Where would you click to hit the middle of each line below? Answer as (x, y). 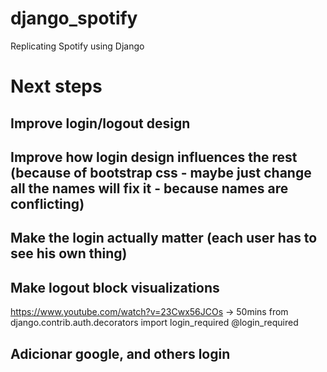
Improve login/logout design (100, 123)
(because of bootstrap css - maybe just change (161, 172)
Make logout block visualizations (115, 287)
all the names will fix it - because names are (149, 188)
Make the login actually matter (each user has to (164, 238)
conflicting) (47, 203)
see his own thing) (69, 253)
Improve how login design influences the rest (154, 157)
